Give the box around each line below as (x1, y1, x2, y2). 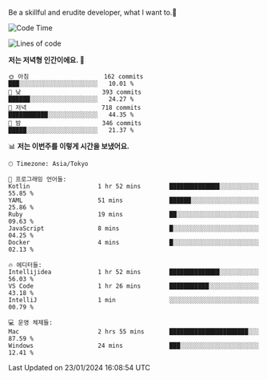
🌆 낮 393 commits (8, 88, 142, 96)
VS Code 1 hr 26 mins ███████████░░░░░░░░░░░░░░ (8, 282, 260, 290)
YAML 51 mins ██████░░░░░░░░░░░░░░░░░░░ (8, 196, 260, 204)
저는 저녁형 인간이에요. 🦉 (8, 55, 86, 64)
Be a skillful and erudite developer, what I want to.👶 (8, 8, 177, 17)
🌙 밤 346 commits (8, 119, 142, 127)
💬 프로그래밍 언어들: (8, 176, 67, 184)
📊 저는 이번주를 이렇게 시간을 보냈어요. (8, 141, 130, 151)
